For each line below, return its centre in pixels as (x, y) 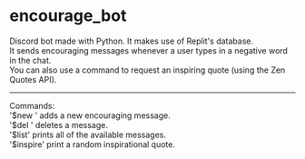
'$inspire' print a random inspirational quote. (92, 144)
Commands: (32, 105)
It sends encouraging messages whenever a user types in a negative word (149, 50)
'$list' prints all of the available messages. (88, 134)
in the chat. (30, 60)
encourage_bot (68, 16)
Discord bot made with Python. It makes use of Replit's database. (132, 41)
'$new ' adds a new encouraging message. (90, 115)
